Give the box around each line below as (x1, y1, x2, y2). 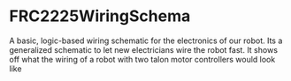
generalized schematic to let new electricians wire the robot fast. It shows (9, 44, 279, 55)
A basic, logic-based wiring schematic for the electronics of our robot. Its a (9, 35, 283, 46)
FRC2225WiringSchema (9, 6, 191, 26)
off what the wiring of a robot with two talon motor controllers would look (9, 54, 276, 64)
